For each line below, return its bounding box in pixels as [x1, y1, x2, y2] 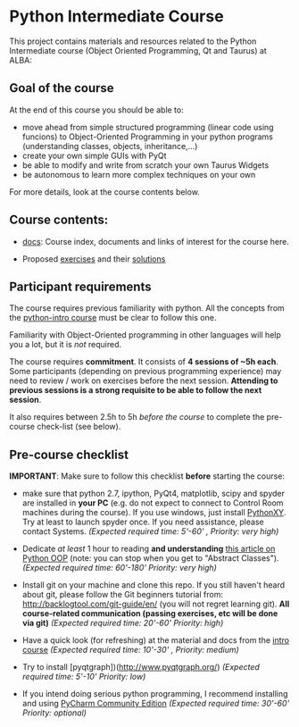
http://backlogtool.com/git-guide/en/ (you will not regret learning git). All [21, 598, 290, 609]
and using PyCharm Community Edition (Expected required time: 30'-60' [21, 698, 290, 709]
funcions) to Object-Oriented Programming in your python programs [21, 131, 274, 142]
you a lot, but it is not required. [9, 339, 122, 350]
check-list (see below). [37, 422, 121, 432]
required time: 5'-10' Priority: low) [21, 672, 146, 682]
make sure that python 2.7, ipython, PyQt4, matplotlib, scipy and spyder [21, 489, 286, 499]
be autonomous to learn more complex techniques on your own [21, 169, 256, 180]
